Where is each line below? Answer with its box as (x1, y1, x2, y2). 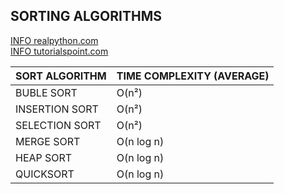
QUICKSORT (15, 167, 75, 181)
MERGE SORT (15, 134, 81, 148)
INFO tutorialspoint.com (10, 45, 109, 57)
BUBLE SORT (15, 85, 78, 99)
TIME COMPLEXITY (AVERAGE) (116, 69, 270, 83)
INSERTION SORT (15, 102, 99, 116)
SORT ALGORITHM (15, 69, 107, 83)
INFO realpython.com (10, 34, 99, 46)
